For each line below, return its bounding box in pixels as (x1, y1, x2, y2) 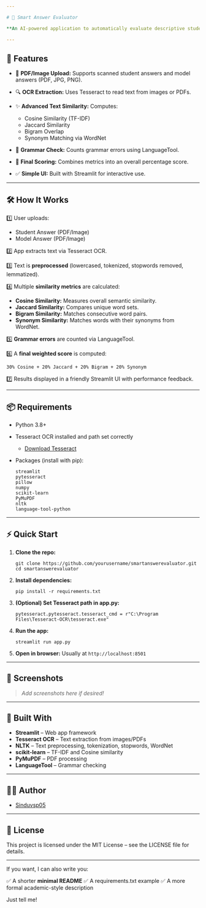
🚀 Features (6, 53, 48, 64)
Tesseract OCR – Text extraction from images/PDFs (15, 736, 147, 743)
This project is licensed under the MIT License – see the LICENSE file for (6, 841, 189, 849)
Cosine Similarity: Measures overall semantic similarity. (15, 297, 157, 305)
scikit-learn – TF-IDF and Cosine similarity (15, 749, 124, 756)
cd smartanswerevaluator (15, 566, 79, 572)
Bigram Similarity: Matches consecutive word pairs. (15, 310, 148, 317)
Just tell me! (6, 896, 37, 903)
